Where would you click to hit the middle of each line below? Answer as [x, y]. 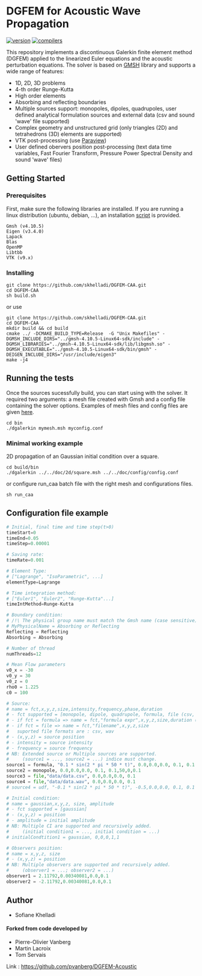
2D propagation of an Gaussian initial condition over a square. [83, 456]
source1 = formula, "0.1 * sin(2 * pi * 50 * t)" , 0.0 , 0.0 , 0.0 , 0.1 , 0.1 [101, 765]
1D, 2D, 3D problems [40, 83]
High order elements [40, 96]
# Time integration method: [41, 593]
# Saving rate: [25, 555]
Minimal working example [44, 443]
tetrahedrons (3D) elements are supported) [68, 134]
